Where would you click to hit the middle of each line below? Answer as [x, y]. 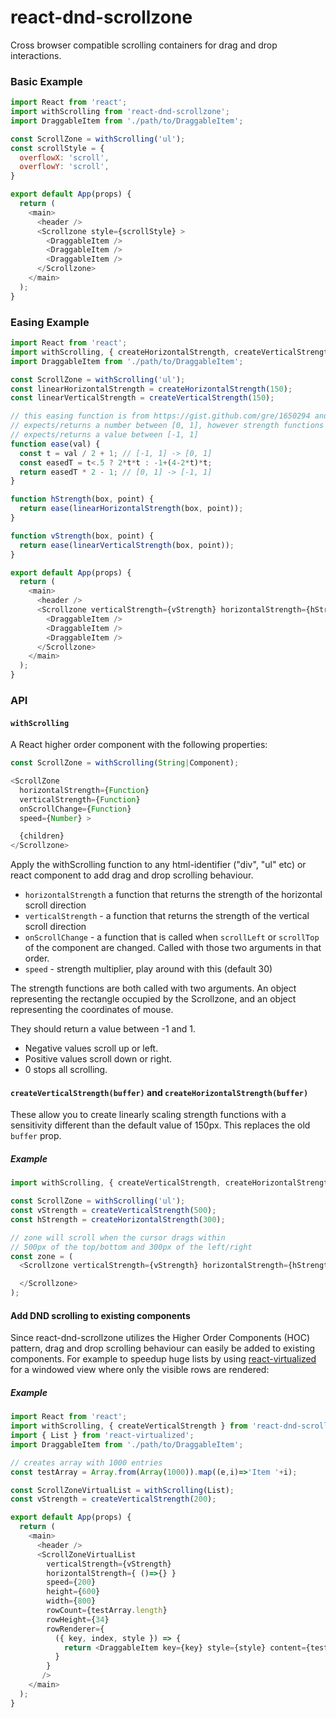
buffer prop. [36, 1136]
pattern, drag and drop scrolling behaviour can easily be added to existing [163, 1348]
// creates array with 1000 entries [86, 1462]
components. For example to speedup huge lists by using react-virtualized [163, 1359]
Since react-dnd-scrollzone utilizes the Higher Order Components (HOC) [160, 1338]
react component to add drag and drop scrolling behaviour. [132, 875]
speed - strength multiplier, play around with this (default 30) [148, 969]
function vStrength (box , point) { [82, 536]
